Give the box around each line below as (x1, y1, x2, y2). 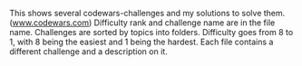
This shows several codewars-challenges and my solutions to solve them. (9, 8, 286, 18)
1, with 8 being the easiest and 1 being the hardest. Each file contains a (9, 36, 274, 47)
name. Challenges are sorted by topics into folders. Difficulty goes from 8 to (9, 27, 294, 37)
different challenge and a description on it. (9, 46, 168, 57)
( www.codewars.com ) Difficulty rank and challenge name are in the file (9, 17, 276, 28)
